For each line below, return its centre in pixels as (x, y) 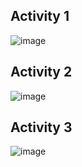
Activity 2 (41, 72)
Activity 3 (41, 127)
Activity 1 (40, 16)
